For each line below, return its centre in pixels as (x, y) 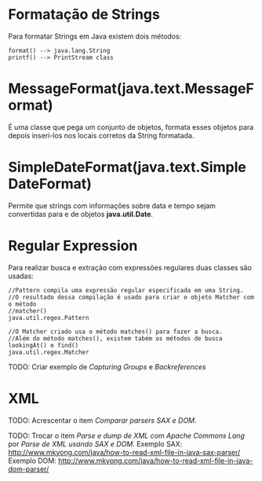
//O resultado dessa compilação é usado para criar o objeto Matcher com (131, 297)
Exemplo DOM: (32, 461)
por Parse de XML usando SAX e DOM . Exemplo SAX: (95, 444)
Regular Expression (73, 246)
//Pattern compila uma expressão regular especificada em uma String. (126, 290)
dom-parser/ (29, 468)
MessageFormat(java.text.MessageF (131, 89)
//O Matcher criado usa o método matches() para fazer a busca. (115, 332)
